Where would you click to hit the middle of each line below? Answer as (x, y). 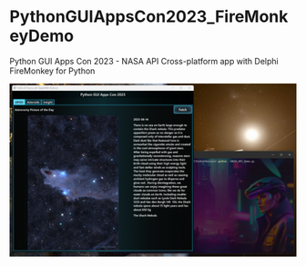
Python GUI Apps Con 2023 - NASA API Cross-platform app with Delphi (144, 61)
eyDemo (42, 36)
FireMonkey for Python (52, 71)
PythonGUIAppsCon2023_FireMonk (149, 17)
